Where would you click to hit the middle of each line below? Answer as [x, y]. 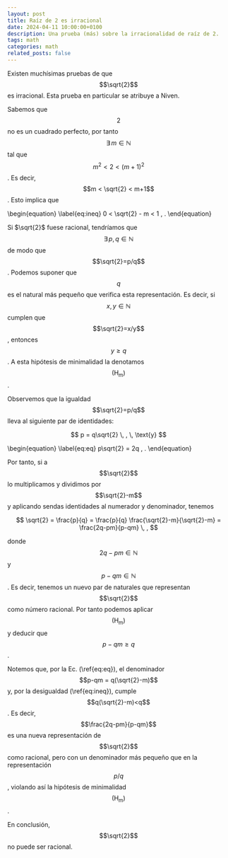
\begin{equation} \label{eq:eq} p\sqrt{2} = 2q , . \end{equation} [100, 448]
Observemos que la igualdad [49, 399]
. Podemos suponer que [42, 272]
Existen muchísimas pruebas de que [60, 73]
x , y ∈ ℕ [119, 306]
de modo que [27, 250]
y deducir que [28, 633]
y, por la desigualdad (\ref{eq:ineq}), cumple [72, 691]
